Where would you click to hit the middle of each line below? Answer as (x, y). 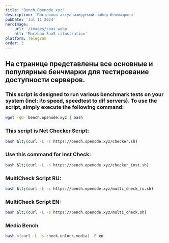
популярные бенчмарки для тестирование (77, 72)
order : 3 (15, 43)
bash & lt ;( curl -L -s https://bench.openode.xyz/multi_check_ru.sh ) (79, 189)
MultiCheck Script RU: (33, 178)
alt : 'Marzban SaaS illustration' (51, 34)
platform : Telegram (26, 39)
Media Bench (22, 225)
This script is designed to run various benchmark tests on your (84, 94)
